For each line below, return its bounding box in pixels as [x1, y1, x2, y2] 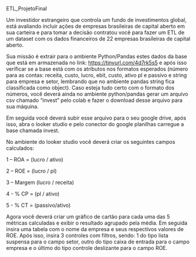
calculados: [6, 144, 34, 151]
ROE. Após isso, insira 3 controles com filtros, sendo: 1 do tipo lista [6, 232, 169, 239]
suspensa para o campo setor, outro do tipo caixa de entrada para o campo [6, 238, 190, 245]
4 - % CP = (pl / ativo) [6, 190, 60, 197]
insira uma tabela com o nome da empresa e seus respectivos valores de [6, 226, 184, 232]
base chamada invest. [6, 127, 60, 134]
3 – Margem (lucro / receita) [6, 179, 74, 186]
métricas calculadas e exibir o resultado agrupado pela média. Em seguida [6, 219, 188, 226]
